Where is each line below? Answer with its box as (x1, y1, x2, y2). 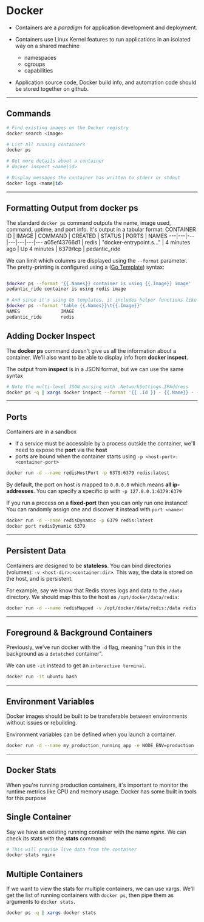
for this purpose (6, 794, 47, 801)
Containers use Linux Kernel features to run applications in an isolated (15, 35, 191, 43)
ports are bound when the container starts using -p (15, 453, 143, 460)
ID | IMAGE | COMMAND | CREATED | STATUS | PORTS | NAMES (6, 232, 168, 239)
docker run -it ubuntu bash (6, 674, 78, 680)
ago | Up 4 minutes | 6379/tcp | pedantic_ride (6, 245, 121, 252)
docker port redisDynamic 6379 (6, 523, 86, 529)
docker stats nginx (6, 852, 56, 858)
